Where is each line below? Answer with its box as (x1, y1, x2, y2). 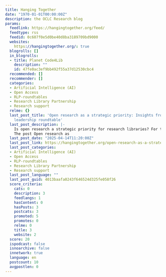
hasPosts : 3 (14, 204, 39, 210)
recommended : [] (9, 72, 43, 77)
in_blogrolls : (9, 53, 39, 58)
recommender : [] (9, 76, 43, 81)
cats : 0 (14, 186, 30, 191)
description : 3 (14, 191, 45, 196)
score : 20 (9, 237, 30, 242)
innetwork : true (9, 250, 43, 256)
